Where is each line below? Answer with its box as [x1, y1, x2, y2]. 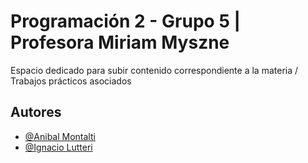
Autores [10, 104, 62, 121]
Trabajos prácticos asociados [10, 75, 132, 87]
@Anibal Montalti [24, 130, 96, 142]
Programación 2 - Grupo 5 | [10, 10, 241, 33]
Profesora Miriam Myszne [10, 31, 230, 54]
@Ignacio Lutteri [24, 141, 93, 153]
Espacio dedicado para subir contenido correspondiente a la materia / [10, 64, 299, 76]
